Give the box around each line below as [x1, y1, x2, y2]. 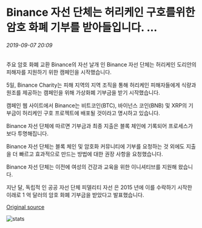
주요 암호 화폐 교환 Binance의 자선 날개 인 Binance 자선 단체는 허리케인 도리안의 [6, 61, 197, 69]
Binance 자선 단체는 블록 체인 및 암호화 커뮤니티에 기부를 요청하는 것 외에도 [6, 143, 185, 150]
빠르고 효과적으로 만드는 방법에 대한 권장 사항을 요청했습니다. [19, 150, 163, 158]
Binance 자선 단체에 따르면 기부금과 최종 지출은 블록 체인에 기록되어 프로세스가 [6, 122, 193, 130]
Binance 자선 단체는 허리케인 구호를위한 [6, 5, 195, 19]
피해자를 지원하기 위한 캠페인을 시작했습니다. [6, 69, 112, 76]
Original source [6, 204, 45, 211]
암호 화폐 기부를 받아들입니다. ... [6, 21, 158, 35]
